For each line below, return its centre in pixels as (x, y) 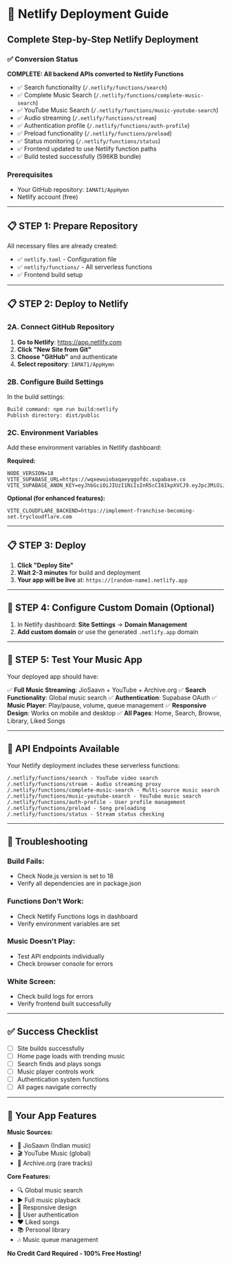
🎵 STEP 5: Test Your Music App (75, 660)
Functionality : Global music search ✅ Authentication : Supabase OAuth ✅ (112, 697)
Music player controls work (56, 1071)
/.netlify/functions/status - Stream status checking (86, 814)
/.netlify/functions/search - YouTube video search (82, 778)
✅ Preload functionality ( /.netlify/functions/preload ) (95, 133)
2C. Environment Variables (53, 433)
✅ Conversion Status (43, 59)
